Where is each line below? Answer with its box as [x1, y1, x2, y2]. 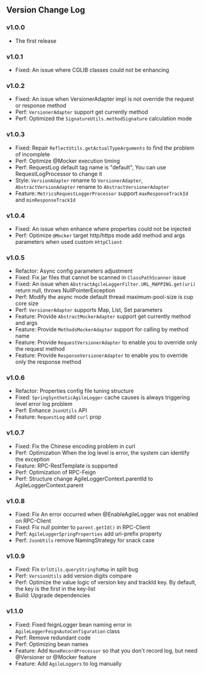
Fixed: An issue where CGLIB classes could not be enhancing [15, 66, 169, 73]
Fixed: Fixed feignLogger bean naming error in [15, 620, 132, 628]
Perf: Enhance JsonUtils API [15, 406, 87, 414]
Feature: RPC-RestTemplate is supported [15, 462, 118, 469]
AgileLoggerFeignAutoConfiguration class [15, 627, 121, 634]
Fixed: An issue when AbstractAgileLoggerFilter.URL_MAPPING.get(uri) [15, 281, 196, 288]
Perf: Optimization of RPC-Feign [15, 468, 96, 476]
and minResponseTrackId [15, 196, 76, 204]
